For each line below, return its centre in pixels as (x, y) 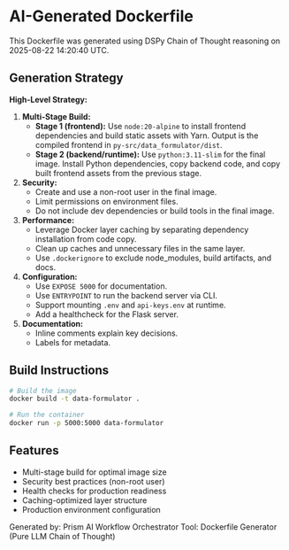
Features (34, 450)
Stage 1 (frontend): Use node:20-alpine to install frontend (140, 126)
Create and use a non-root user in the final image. (126, 191)
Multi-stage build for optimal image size (94, 472)
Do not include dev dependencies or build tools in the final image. (155, 211)
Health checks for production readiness (94, 491)
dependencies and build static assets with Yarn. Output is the (147, 136)
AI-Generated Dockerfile (102, 16)
